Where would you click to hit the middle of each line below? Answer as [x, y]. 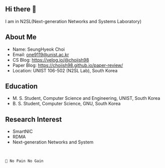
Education [22, 87]
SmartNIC [23, 131]
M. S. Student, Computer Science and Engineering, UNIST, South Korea [86, 98]
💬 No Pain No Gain [24, 161]
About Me [21, 37]
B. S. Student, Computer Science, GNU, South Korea [66, 104]
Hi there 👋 [21, 9]
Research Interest [34, 119]
